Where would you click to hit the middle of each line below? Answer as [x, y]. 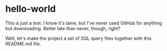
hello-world [31, 9]
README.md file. [23, 43]
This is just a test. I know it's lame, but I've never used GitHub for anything [84, 23]
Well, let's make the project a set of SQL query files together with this [79, 38]
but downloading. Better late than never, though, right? [63, 28]
